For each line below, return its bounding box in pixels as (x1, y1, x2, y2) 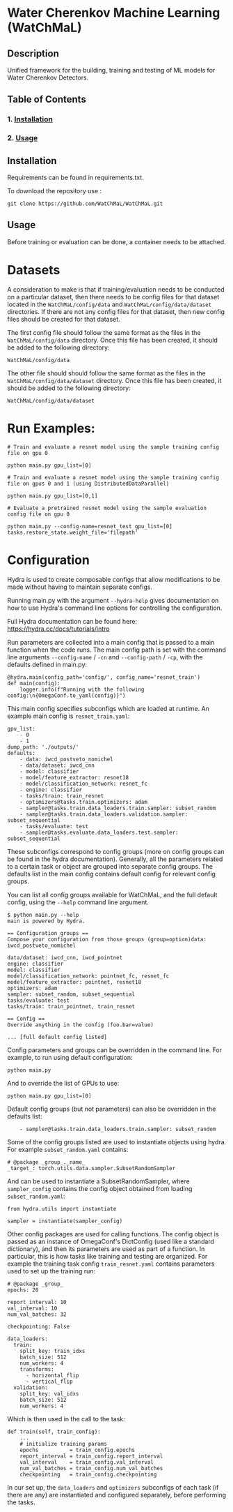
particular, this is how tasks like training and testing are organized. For (7, 1252, 208, 1260)
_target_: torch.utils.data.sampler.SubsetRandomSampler (7, 1165, 176, 1172)
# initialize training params (19, 1440, 108, 1447)
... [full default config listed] (7, 1033, 108, 1040)
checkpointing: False (7, 1323, 70, 1330)
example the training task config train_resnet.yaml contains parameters (7, 1259, 215, 1268)
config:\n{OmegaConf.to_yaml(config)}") (7, 692, 127, 699)
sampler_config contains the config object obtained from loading (7, 1184, 193, 1192)
